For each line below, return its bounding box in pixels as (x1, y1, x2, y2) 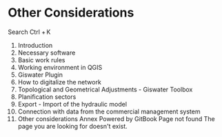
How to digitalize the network (17, 77, 102, 86)
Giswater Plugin (17, 71, 63, 79)
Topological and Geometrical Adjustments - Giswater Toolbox (17, 85, 193, 93)
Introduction (17, 41, 53, 49)
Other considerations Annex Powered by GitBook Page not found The (17, 114, 216, 122)
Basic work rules (17, 55, 65, 64)
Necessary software (17, 48, 76, 57)
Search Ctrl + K (8, 28, 51, 36)
